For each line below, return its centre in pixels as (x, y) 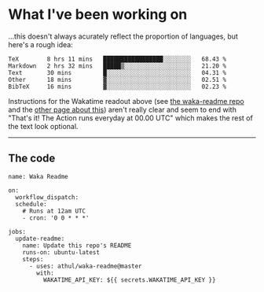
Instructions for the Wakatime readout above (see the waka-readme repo (126, 101)
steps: (33, 259)
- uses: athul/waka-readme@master (86, 266)
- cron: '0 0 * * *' (56, 218)
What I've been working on (98, 15)
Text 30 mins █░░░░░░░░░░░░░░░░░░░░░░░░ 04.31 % (117, 72)
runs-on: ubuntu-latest (61, 252)
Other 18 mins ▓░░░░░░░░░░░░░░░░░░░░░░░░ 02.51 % (117, 79)
